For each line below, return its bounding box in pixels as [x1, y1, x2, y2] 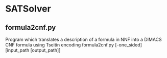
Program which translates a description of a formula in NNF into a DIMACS [5, 36, 162, 42]
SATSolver [5, 3, 51, 15]
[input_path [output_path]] [5, 47, 61, 53]
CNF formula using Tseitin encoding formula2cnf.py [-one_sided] [5, 42, 142, 48]
